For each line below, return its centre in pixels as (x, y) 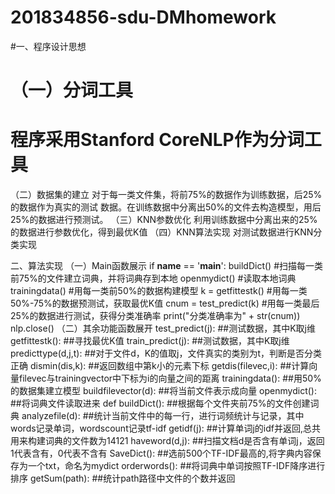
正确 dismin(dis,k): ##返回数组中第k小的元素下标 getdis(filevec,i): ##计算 (160, 366)
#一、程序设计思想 (48, 46)
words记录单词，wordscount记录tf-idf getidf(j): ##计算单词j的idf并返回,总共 (166, 428)
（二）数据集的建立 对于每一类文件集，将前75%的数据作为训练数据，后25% (166, 195)
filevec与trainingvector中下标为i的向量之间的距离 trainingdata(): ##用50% (170, 378)
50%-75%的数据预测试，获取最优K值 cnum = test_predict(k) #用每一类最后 (165, 303)
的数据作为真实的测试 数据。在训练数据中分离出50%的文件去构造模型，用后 (166, 207)
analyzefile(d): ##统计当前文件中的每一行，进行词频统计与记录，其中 (163, 416)
